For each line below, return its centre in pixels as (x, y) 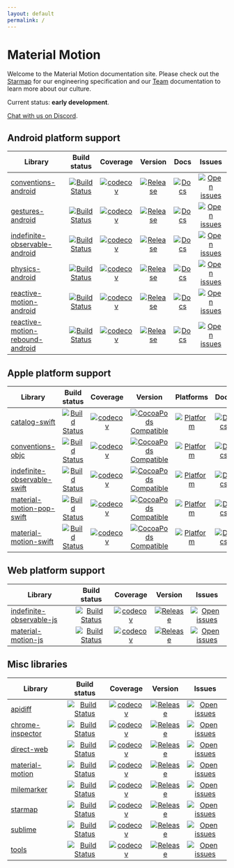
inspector (26, 733)
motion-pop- (33, 508)
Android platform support (64, 138)
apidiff (21, 709)
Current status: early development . (58, 103)
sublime (24, 830)
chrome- (25, 725)
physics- (26, 269)
